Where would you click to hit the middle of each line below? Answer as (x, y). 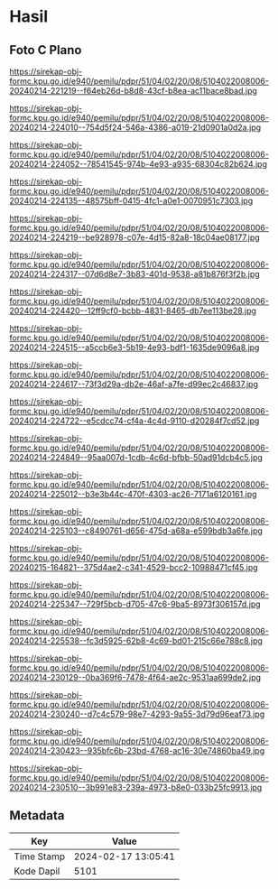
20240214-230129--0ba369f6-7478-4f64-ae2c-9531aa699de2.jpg (135, 677)
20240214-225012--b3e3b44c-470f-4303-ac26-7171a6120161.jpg (133, 494)
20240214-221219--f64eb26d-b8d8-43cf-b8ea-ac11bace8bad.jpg (133, 91)
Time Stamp (40, 857)
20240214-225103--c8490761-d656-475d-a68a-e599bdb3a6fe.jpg (136, 531)
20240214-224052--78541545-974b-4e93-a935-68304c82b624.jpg (139, 164)
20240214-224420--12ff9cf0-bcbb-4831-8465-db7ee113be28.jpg (133, 310)
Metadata (37, 815)
